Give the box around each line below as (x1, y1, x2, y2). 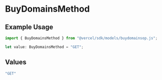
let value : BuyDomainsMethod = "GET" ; (5, 44, 84, 49)
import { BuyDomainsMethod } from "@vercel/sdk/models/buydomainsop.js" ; (5, 36, 158, 40)
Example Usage (5, 23, 54, 31)
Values (5, 58, 27, 66)
